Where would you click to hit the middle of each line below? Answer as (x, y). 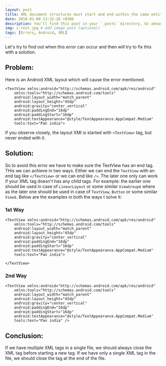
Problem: (20, 68)
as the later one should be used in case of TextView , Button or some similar (81, 192)
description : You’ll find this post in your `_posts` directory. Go (77, 24)
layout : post (19, 10)
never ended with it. (25, 138)
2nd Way (16, 275)
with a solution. (21, 52)
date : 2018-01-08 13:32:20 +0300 (40, 19)
